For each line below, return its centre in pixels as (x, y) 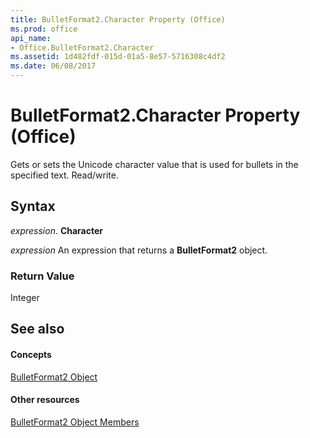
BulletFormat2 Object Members (75, 422)
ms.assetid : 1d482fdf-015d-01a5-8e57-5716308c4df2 (118, 57)
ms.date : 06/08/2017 (53, 66)
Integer (25, 298)
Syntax (33, 206)
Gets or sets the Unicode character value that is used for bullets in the (154, 164)
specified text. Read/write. (64, 175)
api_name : (31, 38)
